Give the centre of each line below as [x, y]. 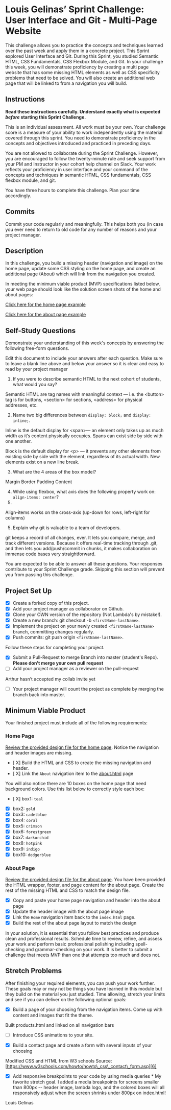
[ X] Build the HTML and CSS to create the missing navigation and [82, 763]
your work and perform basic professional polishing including [70, 944]
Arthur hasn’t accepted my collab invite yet [51, 679]
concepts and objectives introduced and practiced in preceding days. [78, 143]
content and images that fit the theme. [53, 1015]
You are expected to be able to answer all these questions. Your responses [84, 564]
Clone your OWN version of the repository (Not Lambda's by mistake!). [87, 615]
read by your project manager [36, 369]
